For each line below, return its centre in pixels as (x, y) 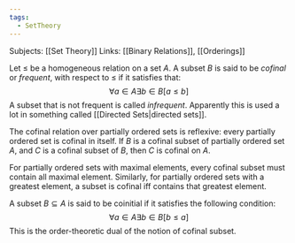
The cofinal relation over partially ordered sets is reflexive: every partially (143, 131)
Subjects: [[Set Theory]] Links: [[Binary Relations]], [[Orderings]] (127, 50)
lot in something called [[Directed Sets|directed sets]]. (108, 114)
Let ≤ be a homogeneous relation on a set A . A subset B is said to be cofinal (147, 68)
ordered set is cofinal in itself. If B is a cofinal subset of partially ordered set (147, 140)
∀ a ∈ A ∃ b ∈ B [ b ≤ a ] (149, 216)
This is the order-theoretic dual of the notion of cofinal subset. (123, 231)
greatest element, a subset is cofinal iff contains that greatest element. (138, 186)
